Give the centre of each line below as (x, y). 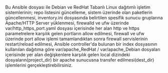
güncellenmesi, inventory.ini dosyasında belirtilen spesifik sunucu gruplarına (84, 18)
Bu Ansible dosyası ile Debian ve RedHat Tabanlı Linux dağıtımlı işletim (78, 7)
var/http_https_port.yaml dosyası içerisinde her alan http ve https (72, 28)
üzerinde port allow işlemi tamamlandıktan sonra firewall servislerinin (76, 39)
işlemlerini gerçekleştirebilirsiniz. (39, 65)
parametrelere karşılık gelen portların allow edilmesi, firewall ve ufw (75, 34)
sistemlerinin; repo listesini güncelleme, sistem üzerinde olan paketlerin (79, 12)
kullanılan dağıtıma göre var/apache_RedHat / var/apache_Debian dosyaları (83, 49)
